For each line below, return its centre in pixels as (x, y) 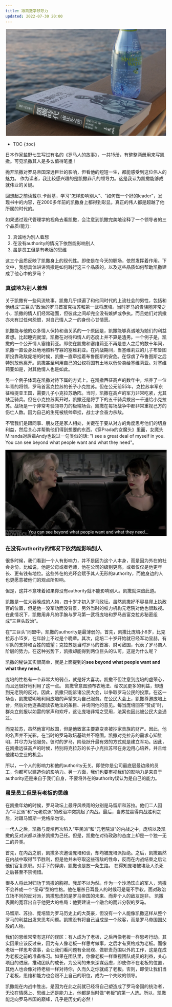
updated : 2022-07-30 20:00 (34, 16)
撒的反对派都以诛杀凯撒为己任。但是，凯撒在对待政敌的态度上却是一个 (79, 835)
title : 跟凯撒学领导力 (27, 11)
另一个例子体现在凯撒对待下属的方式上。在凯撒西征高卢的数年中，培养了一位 (86, 380)
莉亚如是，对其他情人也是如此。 (39, 369)
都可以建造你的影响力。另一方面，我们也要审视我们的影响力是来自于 (90, 772)
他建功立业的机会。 (26, 755)
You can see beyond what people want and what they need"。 (71, 442)
